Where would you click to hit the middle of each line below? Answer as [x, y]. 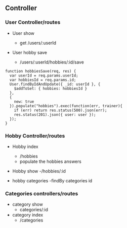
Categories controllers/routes [42, 193]
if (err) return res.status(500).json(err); [61, 110]
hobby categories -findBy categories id [52, 180]
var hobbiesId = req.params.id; [43, 80]
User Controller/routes [33, 22]
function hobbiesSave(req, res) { [41, 71]
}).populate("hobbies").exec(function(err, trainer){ [66, 106]
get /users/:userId [38, 43]
